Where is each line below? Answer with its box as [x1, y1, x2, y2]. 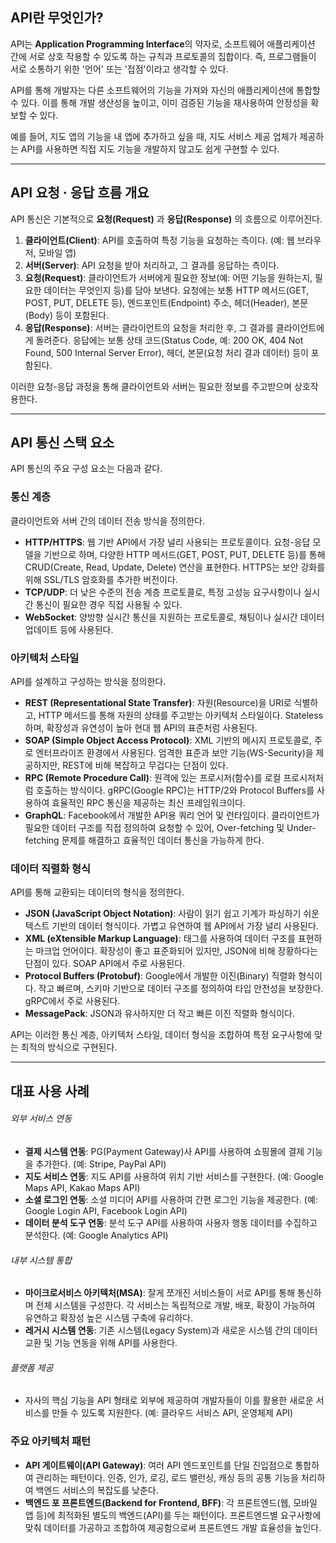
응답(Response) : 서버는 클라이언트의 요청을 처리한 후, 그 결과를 [24, 321, 274, 333]
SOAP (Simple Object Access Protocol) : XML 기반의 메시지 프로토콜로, [24, 734, 313, 747]
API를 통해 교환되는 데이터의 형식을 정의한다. [10, 886, 185, 898]
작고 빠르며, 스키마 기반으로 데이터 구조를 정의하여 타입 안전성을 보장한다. [38, 983, 324, 995]
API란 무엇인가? [10, 9, 104, 27]
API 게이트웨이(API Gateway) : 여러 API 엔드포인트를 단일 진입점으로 [24, 1459, 293, 1471]
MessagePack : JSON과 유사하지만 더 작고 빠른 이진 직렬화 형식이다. [24, 1008, 295, 1020]
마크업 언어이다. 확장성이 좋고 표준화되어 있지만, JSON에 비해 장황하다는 [35, 945, 318, 957]
